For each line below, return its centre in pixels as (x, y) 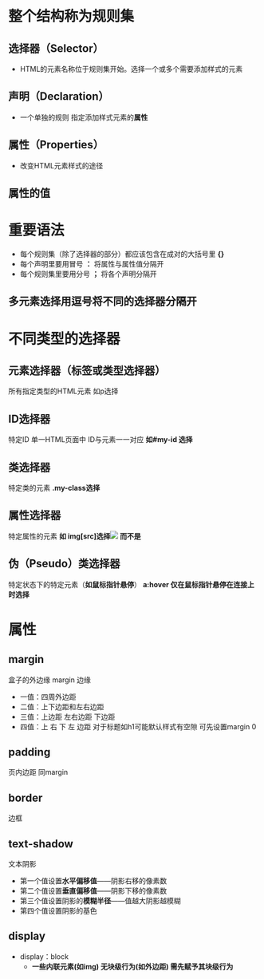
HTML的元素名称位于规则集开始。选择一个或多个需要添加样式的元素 (131, 69)
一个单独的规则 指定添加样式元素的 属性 (84, 117)
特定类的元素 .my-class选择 (54, 488)
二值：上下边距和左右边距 (62, 706)
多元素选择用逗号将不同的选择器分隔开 (102, 301)
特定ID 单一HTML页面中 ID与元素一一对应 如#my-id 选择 (100, 440)
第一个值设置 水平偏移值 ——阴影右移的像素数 (93, 881)
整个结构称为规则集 (71, 16)
